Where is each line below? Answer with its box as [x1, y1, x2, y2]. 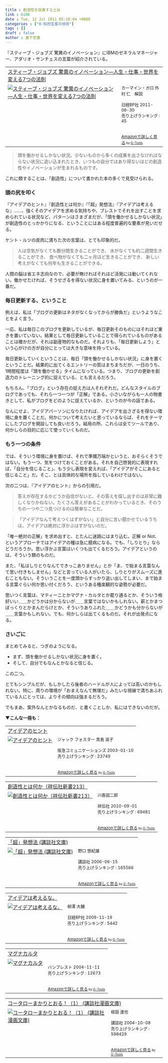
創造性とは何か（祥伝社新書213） [7, 783, 88, 790]
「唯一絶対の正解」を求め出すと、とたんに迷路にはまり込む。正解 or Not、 [5, 533, 159, 539]
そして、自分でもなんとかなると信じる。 [12, 660, 96, 666]
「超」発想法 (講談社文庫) [7, 839, 68, 846]
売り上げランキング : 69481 [97, 809, 151, 815]
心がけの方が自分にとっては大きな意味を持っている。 [13, 345, 123, 351]
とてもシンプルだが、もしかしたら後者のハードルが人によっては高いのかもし [5, 681, 162, 687]
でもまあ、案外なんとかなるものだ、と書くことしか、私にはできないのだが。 [5, 704, 163, 711]
